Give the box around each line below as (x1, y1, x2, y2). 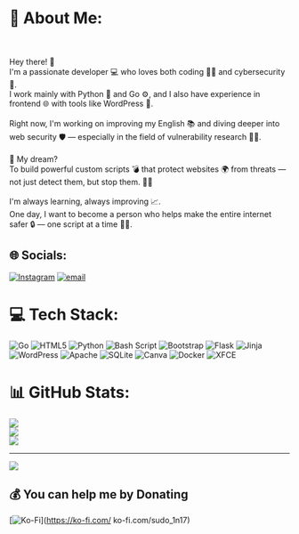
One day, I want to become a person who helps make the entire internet (9, 208, 272, 219)
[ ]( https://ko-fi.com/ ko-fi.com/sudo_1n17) (9, 515, 190, 526)
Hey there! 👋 (9, 56, 55, 67)
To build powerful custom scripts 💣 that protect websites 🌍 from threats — (9, 164, 287, 174)
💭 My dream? (9, 153, 58, 164)
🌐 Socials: (9, 248, 68, 263)
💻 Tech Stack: (9, 304, 119, 324)
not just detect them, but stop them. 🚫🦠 (9, 176, 153, 187)
